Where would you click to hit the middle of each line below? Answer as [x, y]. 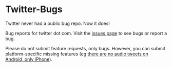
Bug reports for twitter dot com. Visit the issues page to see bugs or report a [86, 33]
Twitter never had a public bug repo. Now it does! [58, 23]
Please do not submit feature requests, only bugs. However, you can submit [85, 48]
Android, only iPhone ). [29, 59]
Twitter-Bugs [34, 9]
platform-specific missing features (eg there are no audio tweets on [77, 54]
